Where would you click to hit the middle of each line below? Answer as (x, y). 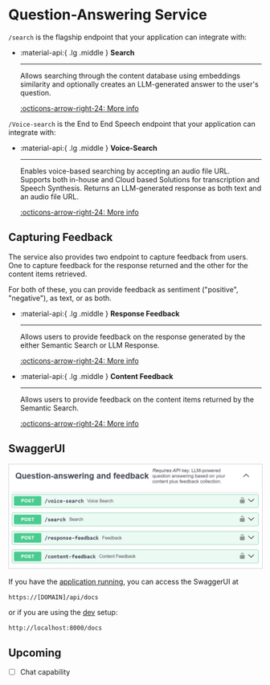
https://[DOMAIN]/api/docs (53, 597)
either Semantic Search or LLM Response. (90, 345)
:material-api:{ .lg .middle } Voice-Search (89, 148)
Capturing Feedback (61, 237)
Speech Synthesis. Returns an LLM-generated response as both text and (141, 188)
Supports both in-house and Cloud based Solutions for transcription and (139, 179)
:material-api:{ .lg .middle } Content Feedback (96, 376)
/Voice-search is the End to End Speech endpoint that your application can (132, 124)
